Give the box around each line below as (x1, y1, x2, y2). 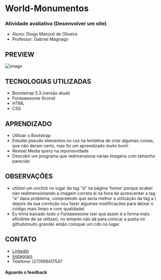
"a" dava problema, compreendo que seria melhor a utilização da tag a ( (12, 195, 157, 201)
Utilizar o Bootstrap (12, 132, 51, 138)
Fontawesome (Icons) (12, 95, 56, 101)
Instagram (12, 253, 32, 259)
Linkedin (12, 248, 30, 254)
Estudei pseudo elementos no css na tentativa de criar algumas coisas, (12, 138, 154, 143)
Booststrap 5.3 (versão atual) (12, 90, 70, 96)
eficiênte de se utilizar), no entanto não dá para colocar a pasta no (12, 216, 145, 222)
